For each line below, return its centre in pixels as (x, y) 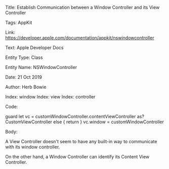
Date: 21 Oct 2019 (24, 77)
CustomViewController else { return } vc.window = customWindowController (85, 122)
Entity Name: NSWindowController (41, 67)
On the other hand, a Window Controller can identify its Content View (77, 157)
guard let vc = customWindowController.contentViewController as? (75, 116)
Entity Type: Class (24, 57)
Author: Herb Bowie (26, 87)
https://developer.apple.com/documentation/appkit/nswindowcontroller (80, 38)
